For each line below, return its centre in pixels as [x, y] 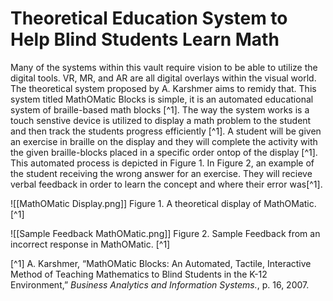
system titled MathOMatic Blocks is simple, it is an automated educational [162, 99]
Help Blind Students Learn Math [145, 39]
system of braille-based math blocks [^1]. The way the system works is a [160, 109]
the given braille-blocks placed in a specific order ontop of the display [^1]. [164, 152]
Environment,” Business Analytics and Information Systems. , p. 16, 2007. [160, 284]
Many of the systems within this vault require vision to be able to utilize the [164, 67]
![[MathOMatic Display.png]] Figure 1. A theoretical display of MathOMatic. [163, 203]
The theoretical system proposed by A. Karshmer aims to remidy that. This [163, 88]
